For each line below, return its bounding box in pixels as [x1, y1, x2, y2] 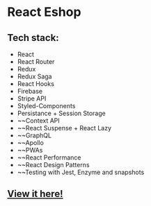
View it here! [7, 188, 63, 200]
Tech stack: [7, 32, 59, 44]
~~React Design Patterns [17, 161, 90, 169]
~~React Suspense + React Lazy [17, 124, 112, 132]
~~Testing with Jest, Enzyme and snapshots [17, 168, 145, 176]
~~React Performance [17, 153, 81, 162]
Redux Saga [17, 72, 52, 80]
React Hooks [17, 80, 54, 87]
